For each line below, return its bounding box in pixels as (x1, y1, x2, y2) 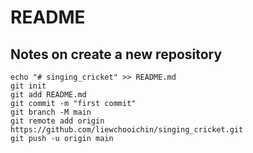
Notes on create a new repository (10, 46, 223, 63)
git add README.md (10, 90, 87, 100)
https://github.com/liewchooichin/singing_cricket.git (10, 125, 244, 135)
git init (10, 81, 47, 91)
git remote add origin (10, 116, 105, 126)
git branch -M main (10, 107, 92, 117)
